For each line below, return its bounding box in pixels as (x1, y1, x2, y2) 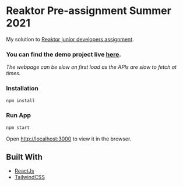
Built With (6, 152, 43, 162)
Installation (6, 85, 39, 93)
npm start (6, 124, 30, 131)
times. (6, 70, 21, 77)
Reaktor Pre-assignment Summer (6, 4, 172, 17)
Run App (6, 111, 31, 120)
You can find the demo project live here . (6, 50, 121, 58)
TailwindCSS (14, 174, 45, 181)
